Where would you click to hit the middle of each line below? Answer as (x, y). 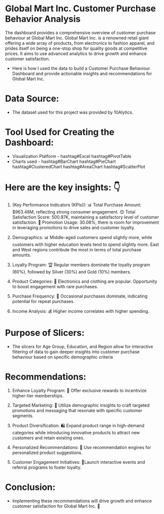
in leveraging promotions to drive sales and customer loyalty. (74, 227)
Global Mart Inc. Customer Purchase (81, 9)
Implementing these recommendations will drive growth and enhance (82, 501)
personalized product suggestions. (47, 453)
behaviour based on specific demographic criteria (63, 357)
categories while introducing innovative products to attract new (76, 432)
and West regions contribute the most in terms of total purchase (77, 249)
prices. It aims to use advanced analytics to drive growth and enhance (76, 53)
